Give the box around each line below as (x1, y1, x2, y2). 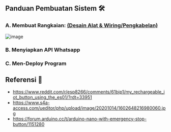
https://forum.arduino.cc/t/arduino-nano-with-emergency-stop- (12, 116, 147, 122)
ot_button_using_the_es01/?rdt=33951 (12, 94, 93, 101)
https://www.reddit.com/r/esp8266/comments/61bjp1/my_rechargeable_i (12, 89, 165, 95)
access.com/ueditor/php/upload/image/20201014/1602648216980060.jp (12, 105, 166, 111)
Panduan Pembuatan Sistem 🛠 (5, 4, 105, 13)
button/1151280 (12, 121, 45, 127)
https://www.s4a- (12, 100, 50, 106)
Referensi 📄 (5, 75, 43, 84)
